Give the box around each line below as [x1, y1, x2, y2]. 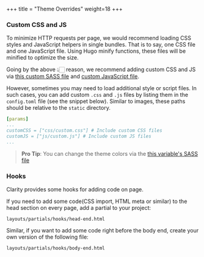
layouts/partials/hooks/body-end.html [6, 245, 105, 251]
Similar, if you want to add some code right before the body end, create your [6, 226, 199, 234]
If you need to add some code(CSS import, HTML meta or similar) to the [6, 198, 188, 205]
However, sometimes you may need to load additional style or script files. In [6, 85, 197, 92]
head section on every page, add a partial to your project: [6, 204, 151, 211]
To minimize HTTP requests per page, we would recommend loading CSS [6, 34, 191, 42]
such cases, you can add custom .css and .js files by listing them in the [6, 91, 188, 99]
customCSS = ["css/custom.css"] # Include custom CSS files [6, 128, 163, 134]
